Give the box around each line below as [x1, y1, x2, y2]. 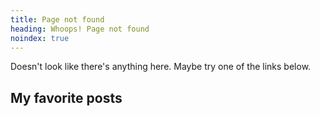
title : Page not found [10, 14, 105, 25]
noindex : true [10, 33, 70, 43]
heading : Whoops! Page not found [10, 24, 150, 34]
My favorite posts [10, 89, 123, 106]
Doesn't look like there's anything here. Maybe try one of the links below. [10, 61, 312, 73]
